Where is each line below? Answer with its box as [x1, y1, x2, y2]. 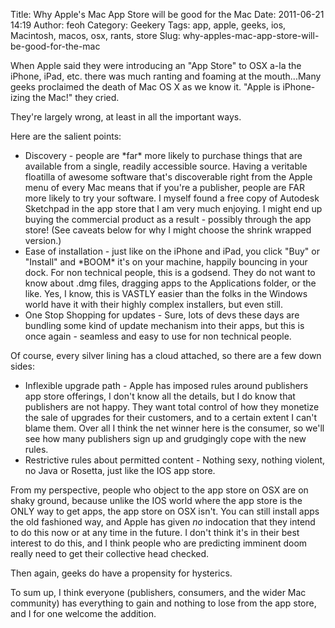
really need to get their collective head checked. [10, 548, 210, 559]
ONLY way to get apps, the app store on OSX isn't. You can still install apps [10, 505, 320, 517]
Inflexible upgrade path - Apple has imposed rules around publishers [24, 380, 309, 391]
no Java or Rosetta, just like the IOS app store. [24, 465, 216, 476]
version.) [24, 235, 62, 246]
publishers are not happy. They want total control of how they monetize [24, 401, 320, 413]
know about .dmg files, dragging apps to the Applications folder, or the [24, 277, 317, 289]
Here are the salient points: [10, 130, 122, 142]
